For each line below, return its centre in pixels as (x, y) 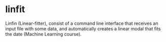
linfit (15, 9)
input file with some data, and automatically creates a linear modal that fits (83, 28)
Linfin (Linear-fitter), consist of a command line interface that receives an (82, 23)
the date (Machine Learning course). (44, 34)
